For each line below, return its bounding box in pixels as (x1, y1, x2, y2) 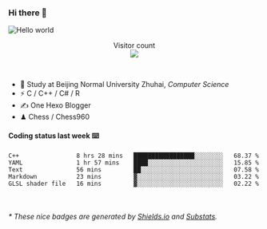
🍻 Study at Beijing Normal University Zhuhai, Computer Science (19, 80, 229, 89)
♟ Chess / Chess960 (19, 112, 90, 122)
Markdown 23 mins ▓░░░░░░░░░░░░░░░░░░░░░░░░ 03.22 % (8, 172, 260, 180)
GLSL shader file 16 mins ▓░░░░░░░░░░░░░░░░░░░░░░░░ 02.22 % (8, 180, 260, 188)
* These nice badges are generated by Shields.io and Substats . (8, 211, 217, 222)
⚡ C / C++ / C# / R (19, 89, 80, 98)
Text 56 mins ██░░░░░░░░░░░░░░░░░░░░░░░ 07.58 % (8, 165, 260, 174)
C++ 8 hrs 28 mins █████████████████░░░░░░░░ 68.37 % (8, 152, 260, 160)
